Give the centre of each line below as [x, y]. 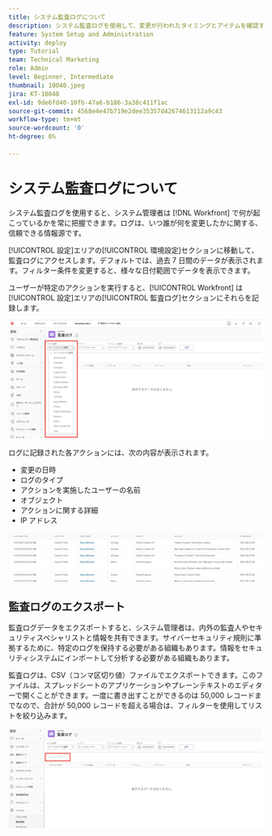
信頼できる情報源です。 [47, 233]
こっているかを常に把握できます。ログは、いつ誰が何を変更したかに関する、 [135, 223]
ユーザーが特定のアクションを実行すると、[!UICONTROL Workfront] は [126, 287]
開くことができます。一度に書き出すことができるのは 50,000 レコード [138, 695]
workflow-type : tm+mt [45, 120]
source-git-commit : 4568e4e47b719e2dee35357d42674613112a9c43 [115, 111]
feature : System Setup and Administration [81, 34]
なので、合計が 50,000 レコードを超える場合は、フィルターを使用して [132, 706]
